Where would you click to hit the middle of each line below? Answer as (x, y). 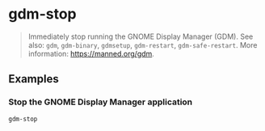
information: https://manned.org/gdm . (91, 53)
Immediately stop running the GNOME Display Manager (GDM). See (141, 36)
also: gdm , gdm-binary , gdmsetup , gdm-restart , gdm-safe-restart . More (143, 44)
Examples (34, 79)
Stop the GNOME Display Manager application (101, 102)
